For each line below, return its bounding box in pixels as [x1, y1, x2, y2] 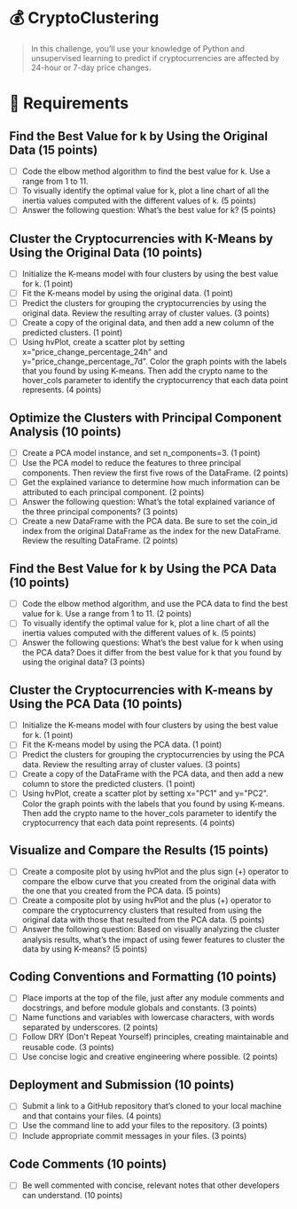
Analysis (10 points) [9, 424, 121, 439]
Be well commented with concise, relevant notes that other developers [21, 1180, 280, 1190]
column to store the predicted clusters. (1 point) [21, 779, 196, 789]
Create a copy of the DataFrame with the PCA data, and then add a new [21, 769, 284, 780]
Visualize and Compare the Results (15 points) [9, 843, 269, 858]
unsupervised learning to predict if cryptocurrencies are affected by [30, 52, 280, 63]
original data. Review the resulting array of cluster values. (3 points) [21, 308, 270, 318]
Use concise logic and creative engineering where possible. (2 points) [21, 1051, 278, 1062]
